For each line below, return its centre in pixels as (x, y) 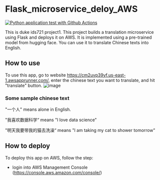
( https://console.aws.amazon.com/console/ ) (57, 172)
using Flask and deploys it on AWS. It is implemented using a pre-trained (79, 37)
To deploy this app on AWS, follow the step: (49, 157)
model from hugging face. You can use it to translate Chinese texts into (77, 42)
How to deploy (28, 146)
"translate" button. (24, 85)
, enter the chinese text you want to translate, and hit (102, 80)
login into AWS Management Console (50, 167)
